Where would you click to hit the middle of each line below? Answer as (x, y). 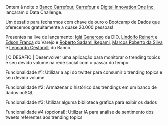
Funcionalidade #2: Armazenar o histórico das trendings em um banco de (81, 87)
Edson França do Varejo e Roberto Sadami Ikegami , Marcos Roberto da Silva (84, 42)
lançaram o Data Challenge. (34, 12)
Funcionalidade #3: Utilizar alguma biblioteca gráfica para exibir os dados (81, 102)
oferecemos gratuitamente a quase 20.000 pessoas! (59, 27)
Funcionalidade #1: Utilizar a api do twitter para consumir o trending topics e (84, 72)
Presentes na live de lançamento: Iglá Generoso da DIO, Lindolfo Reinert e (81, 37)
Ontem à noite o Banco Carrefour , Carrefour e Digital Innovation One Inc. (80, 7)
